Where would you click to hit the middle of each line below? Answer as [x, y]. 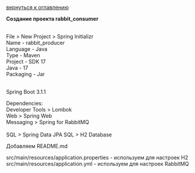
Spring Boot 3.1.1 [26, 92]
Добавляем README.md [37, 146]
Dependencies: [25, 103]
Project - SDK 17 [26, 61]
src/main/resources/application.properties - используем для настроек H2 [97, 157]
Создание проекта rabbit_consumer [52, 19]
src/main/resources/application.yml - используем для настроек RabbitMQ [97, 164]
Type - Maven [23, 55]
